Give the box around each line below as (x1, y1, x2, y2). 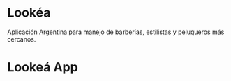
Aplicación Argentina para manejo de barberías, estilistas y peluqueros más (7, 28, 225, 36)
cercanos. (7, 35, 36, 43)
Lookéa (7, 5, 51, 21)
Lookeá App (7, 60, 78, 75)
